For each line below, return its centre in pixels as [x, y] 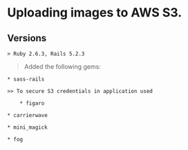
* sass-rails [26, 79]
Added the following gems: [63, 66]
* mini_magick [28, 127]
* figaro [32, 103]
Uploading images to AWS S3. [95, 13]
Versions [27, 38]
